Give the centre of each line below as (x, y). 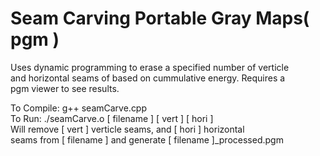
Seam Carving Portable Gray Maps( (160, 18)
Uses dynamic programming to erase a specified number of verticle (150, 67)
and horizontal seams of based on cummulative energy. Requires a (148, 78)
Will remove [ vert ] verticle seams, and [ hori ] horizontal (127, 129)
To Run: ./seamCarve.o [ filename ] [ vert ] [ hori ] (112, 118)
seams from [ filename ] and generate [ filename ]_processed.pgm (147, 139)
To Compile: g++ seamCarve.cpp (79, 108)
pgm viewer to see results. (65, 88)
